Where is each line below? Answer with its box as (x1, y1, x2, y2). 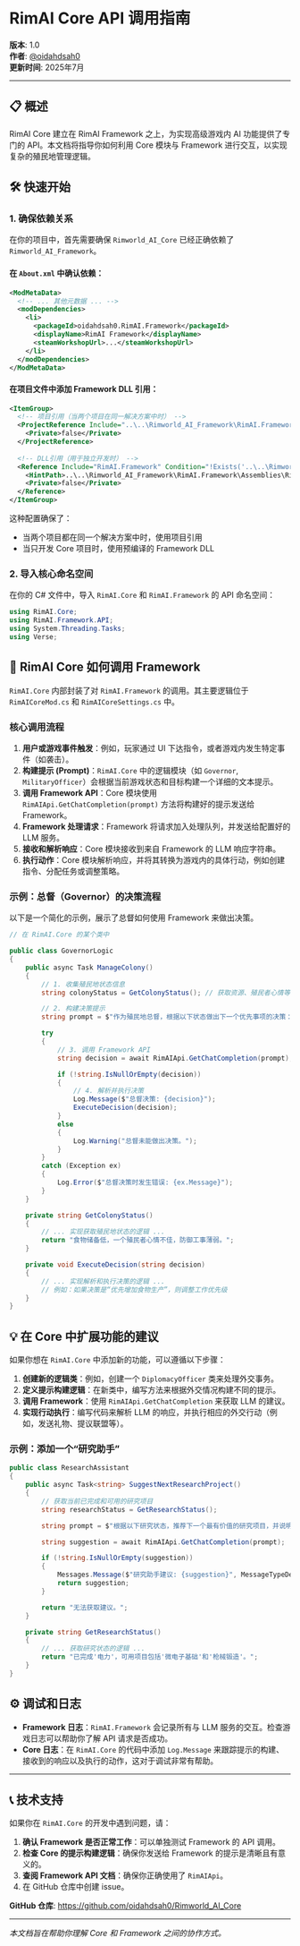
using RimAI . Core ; (9, 608, 78, 617)
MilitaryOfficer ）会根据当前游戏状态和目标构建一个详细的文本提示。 (21, 776, 279, 787)
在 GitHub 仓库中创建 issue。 (21, 1882, 129, 1892)
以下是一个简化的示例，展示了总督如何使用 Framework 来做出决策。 (9, 912, 259, 923)
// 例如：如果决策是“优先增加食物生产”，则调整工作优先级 (41, 1285, 228, 1294)
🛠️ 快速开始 (9, 180, 71, 195)
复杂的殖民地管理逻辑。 (9, 150, 96, 161)
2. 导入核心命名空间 (9, 568, 94, 580)
